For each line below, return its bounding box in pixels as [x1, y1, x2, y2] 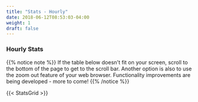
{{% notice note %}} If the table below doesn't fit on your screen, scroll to [6, 58, 188, 66]
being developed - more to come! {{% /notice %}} [6, 78, 130, 85]
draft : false [6, 25, 39, 32]
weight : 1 [6, 20, 31, 26]
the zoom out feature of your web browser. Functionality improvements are [6, 71, 191, 78]
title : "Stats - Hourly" [6, 8, 68, 15]
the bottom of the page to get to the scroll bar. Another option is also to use [6, 65, 192, 72]
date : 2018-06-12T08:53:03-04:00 [6, 14, 90, 20]
